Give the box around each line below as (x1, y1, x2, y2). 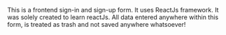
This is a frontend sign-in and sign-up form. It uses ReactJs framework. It (7, 6, 219, 14)
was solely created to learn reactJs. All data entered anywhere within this (7, 13, 219, 21)
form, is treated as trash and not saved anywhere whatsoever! (7, 21, 186, 28)
